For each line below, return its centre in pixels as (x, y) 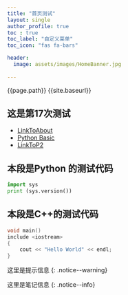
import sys (23, 185)
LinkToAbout (35, 131)
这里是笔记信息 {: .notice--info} (51, 285)
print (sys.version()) (40, 191)
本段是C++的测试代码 (53, 214)
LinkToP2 (30, 145)
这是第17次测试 (39, 114)
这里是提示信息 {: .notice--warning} (57, 270)
